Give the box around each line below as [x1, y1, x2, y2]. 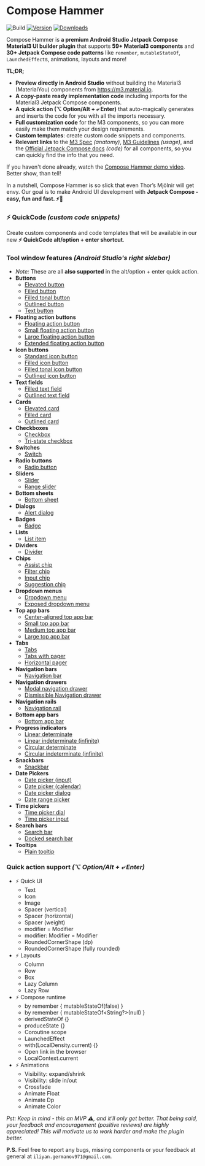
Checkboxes [15, 424, 48, 431]
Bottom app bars [15, 711, 60, 718]
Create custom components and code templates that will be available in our [6, 229, 198, 237]
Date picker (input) [24, 776, 72, 783]
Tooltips [15, 841, 37, 848]
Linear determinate [24, 731, 72, 738]
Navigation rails [15, 697, 57, 705]
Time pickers [15, 802, 50, 810]
